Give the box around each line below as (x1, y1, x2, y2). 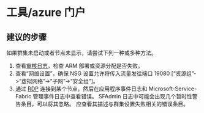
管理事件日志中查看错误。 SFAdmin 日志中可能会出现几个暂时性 (32, 93, 192, 100)
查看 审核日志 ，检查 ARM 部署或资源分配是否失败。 (15, 62, 143, 69)
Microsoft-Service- (148, 85, 197, 92)
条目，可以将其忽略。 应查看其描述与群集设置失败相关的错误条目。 (20, 100, 189, 108)
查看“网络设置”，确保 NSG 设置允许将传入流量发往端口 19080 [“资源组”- (15, 70, 197, 77)
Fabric (15, 93, 32, 100)
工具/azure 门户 (6, 5, 86, 20)
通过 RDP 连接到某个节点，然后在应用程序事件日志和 (15, 85, 148, 92)
